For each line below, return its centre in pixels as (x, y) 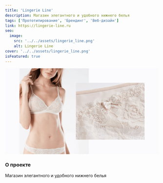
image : (16, 36)
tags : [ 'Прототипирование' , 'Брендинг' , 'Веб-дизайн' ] (62, 20)
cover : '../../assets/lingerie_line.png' (48, 51)
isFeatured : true (23, 56)
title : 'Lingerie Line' (29, 10)
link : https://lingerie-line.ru (38, 26)
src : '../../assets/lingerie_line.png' (54, 41)
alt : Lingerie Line (34, 46)
